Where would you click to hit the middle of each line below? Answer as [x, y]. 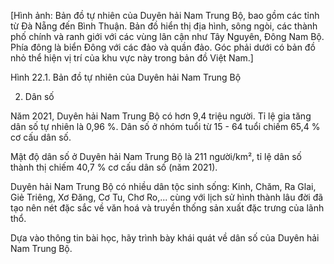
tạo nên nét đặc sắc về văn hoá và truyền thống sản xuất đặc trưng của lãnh [167, 208]
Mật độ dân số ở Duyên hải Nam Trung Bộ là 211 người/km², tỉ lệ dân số [156, 156]
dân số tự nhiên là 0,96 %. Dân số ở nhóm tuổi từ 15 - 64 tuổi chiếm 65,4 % [165, 126]
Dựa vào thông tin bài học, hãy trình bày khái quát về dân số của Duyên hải [165, 238]
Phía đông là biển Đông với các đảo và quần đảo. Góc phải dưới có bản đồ [163, 47]
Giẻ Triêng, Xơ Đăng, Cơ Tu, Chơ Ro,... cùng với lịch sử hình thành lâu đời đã [167, 197]
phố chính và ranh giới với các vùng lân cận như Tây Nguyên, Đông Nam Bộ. [167, 36]
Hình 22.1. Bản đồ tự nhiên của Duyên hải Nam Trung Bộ [126, 77]
